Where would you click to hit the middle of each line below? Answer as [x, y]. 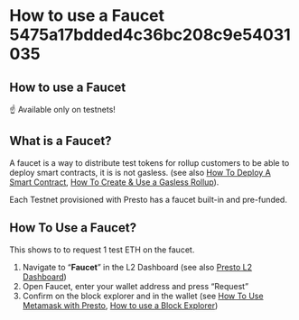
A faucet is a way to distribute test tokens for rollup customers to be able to [149, 162]
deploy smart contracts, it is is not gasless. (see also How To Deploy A [140, 172]
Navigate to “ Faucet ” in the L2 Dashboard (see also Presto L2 [137, 267]
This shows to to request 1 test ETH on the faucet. [102, 250]
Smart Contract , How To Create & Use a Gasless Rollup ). [114, 182]
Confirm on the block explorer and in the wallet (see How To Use [143, 296]
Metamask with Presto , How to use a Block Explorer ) [120, 305]
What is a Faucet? [61, 141]
